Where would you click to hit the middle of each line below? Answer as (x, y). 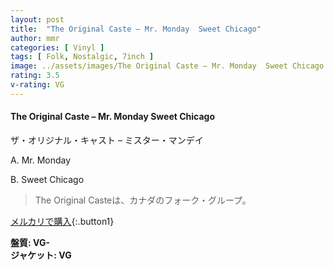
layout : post (37, 19)
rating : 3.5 (35, 76)
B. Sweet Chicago (47, 179)
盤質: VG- (30, 242)
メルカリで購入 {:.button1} (62, 221)
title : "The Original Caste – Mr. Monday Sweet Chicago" (136, 29)
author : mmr (35, 38)
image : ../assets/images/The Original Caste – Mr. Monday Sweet (149, 66)
